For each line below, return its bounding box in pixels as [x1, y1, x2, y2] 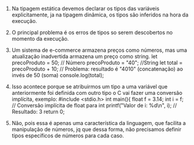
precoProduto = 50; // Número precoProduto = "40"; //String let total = [11, 59, 183, 66]
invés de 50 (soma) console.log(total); [11, 72, 104, 78]
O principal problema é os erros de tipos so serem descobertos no [11, 29, 173, 36]
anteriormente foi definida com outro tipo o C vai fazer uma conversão [11, 90, 183, 96]
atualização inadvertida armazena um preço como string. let [11, 53, 158, 60]
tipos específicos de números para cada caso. [11, 132, 125, 139]
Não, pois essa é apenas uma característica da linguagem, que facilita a [11, 120, 186, 126]
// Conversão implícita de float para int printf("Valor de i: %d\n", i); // [11, 102, 178, 108]
